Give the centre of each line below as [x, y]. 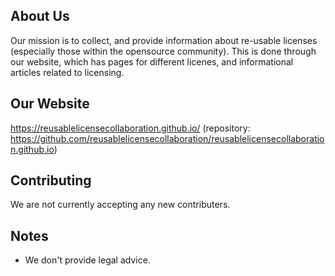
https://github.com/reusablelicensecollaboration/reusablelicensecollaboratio [167, 138]
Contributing [51, 180]
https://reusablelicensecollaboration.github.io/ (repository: [130, 128]
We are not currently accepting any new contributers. [120, 205]
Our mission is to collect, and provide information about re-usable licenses [164, 40]
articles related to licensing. [67, 72]
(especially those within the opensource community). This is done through [163, 51]
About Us [40, 16]
